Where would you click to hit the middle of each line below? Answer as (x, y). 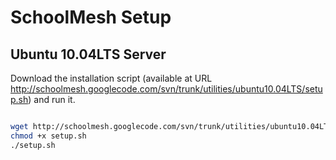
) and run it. (52, 99)
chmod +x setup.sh (48, 136)
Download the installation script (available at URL (111, 78)
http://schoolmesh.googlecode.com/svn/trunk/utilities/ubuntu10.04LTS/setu (166, 89)
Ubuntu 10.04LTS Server (88, 54)
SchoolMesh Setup (91, 17)
